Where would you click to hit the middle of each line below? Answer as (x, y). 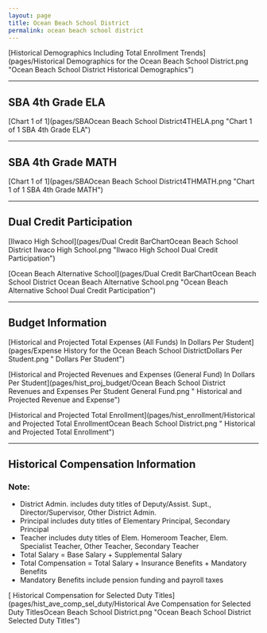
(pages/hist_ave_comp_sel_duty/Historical (77, 604)
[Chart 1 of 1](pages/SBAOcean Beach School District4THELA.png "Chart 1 (130, 122)
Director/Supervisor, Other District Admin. (88, 512)
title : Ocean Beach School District (69, 23)
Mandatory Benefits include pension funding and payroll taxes (122, 580)
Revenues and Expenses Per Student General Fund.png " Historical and (125, 391)
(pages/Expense (35, 350)
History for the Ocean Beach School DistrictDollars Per (153, 350)
